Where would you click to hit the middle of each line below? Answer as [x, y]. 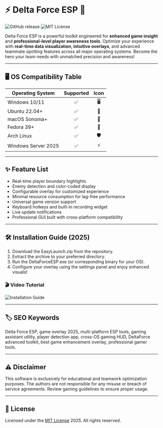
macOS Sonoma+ [27, 119]
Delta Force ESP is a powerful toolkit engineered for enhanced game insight [81, 36]
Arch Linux [20, 136]
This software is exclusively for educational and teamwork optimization [76, 379]
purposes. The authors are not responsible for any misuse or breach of [76, 384]
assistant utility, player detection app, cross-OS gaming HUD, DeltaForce [78, 337]
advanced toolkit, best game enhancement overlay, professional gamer [76, 342]
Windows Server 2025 [33, 146]
